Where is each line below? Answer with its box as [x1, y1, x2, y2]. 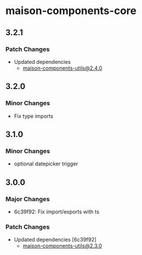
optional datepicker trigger [13, 160, 78, 168]
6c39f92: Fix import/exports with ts [13, 208, 100, 215]
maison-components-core [5, 4, 137, 18]
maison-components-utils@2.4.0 [22, 64, 103, 72]
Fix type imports [13, 113, 54, 120]
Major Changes [5, 195, 50, 203]
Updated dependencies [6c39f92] [13, 236, 97, 243]
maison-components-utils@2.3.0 [22, 242, 102, 250]
